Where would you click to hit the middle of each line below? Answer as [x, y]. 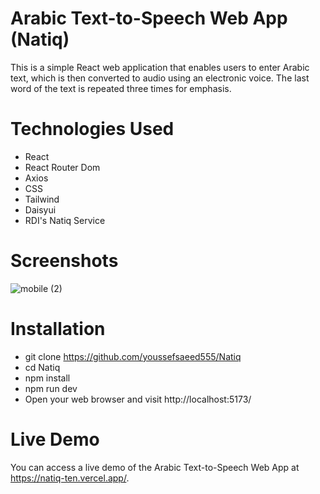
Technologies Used [92, 129]
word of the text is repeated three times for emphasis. [121, 88]
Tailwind [42, 199]
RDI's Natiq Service [65, 220]
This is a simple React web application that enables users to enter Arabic [160, 67]
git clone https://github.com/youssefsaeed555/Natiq [133, 356]
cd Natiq [42, 367]
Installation [58, 329]
